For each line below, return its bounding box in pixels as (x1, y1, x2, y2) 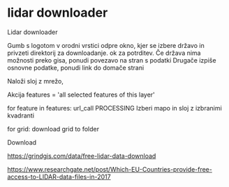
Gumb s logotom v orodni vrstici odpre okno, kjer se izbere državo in (7, 41, 205, 49)
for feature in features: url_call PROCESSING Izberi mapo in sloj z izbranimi (7, 104, 222, 112)
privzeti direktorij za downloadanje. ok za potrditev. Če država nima (7, 49, 201, 57)
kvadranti (7, 111, 35, 120)
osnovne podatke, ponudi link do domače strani (7, 63, 145, 72)
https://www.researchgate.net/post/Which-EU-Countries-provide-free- (7, 165, 213, 173)
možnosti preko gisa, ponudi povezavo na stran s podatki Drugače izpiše (7, 56, 216, 64)
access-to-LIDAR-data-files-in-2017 (7, 172, 111, 181)
